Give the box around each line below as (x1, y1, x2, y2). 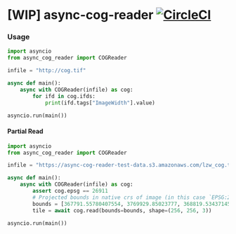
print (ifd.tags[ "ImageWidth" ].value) (44, 99, 156, 106)
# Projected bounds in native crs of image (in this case (32, 193, 206, 201)
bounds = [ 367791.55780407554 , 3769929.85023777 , (32, 200, 181, 207)
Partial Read (7, 127, 44, 136)
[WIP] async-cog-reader (7, 7, 154, 23)
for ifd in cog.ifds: (32, 92, 96, 99)
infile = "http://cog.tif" (7, 67, 86, 74)
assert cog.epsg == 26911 (32, 188, 109, 195)
